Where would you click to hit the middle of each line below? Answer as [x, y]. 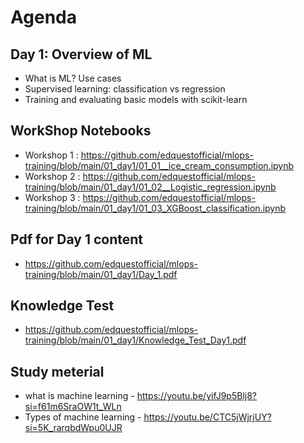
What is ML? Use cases [73, 78]
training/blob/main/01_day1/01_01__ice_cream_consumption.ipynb [159, 165]
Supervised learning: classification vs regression [125, 89]
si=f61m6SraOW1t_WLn [73, 407]
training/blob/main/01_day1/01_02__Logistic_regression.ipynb [150, 187]
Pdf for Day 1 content [77, 239]
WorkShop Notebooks [81, 131]
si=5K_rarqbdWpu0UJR [73, 428]
